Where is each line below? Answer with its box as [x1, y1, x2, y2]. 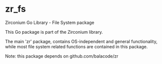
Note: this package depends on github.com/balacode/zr [5, 53, 119, 59]
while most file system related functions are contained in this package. [5, 43, 148, 49]
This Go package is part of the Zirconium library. [5, 29, 103, 35]
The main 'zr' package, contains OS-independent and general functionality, [5, 38, 158, 44]
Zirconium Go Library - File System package [5, 20, 95, 25]
